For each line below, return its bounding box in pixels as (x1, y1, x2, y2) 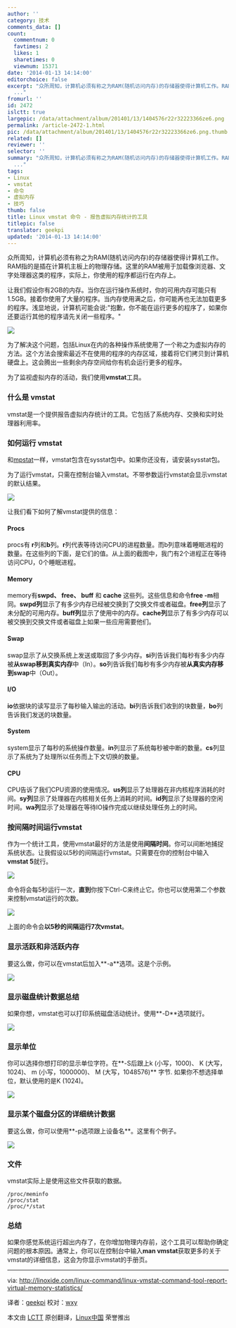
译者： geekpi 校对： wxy (7, 1298, 78, 1307)
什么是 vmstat (7, 393, 55, 402)
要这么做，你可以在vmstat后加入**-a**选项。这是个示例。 (7, 959, 175, 968)
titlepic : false (7, 220, 55, 227)
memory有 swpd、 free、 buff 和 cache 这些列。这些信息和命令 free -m (7, 591, 214, 600)
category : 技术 (7, 17, 50, 24)
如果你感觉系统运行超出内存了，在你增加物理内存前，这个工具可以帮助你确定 (7, 1238, 229, 1246)
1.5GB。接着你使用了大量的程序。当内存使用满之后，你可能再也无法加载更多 (7, 295, 227, 303)
